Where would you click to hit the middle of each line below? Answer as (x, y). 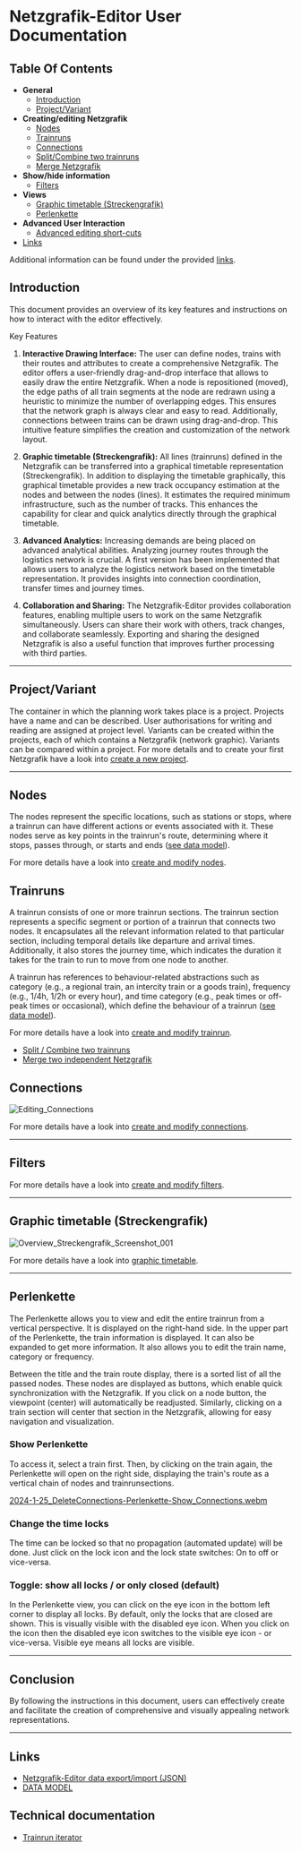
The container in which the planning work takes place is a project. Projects (147, 711)
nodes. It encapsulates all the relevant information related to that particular (147, 931)
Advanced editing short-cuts (88, 233)
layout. (34, 439)
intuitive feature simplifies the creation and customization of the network (156, 429)
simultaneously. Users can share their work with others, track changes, (153, 624)
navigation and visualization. (62, 1421)
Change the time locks (59, 1523)
